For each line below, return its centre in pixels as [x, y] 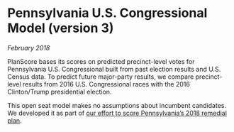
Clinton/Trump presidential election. [60, 92]
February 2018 [29, 48]
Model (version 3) [61, 28]
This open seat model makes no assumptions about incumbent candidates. [117, 105]
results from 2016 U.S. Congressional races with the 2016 [106, 84]
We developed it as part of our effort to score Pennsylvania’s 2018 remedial [117, 113]
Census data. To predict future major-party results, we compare [101, 77]
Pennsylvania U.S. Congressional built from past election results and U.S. [114, 69]
